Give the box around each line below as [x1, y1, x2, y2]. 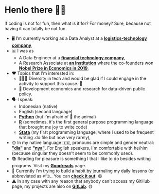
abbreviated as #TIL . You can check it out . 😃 [11, 173, 103, 179]
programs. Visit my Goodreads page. [11, 162, 86, 168]
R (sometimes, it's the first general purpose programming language [18, 119, 154, 124]
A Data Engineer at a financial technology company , [18, 54, 125, 60]
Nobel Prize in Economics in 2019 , [18, 65, 89, 71]
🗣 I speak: [11, 96, 34, 102]
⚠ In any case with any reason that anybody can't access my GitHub [11, 178, 150, 184]
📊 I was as [11, 48, 34, 53]
